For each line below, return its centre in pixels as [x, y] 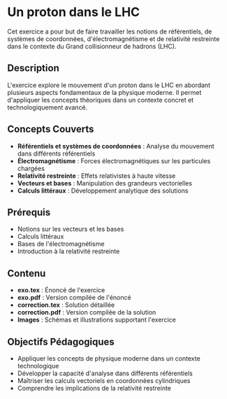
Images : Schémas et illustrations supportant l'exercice [96, 320]
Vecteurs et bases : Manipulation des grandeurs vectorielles [105, 183]
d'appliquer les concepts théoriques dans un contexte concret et [101, 100]
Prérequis [29, 212]
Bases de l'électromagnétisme [61, 244]
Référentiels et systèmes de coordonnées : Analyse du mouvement [116, 146]
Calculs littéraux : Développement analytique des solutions [103, 190]
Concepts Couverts [51, 129]
